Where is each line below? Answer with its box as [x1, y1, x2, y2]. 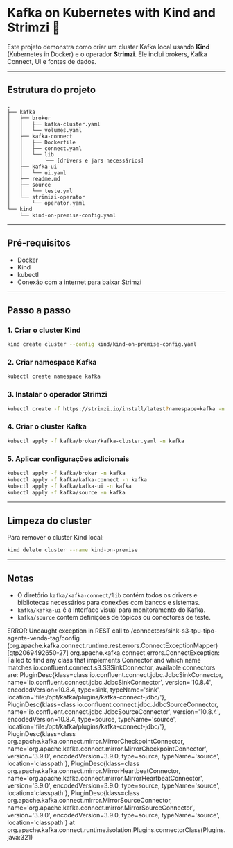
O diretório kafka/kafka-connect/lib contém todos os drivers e [17, 590, 198, 599]
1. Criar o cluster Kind [7, 325, 81, 335]
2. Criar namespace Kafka [7, 358, 97, 367]
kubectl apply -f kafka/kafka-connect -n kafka [7, 476, 148, 483]
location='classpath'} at [7, 818, 75, 826]
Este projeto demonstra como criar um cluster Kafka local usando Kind [7, 42, 210, 51]
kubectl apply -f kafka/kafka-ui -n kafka [7, 483, 132, 490]
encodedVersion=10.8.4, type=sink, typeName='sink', [7, 685, 161, 694]
